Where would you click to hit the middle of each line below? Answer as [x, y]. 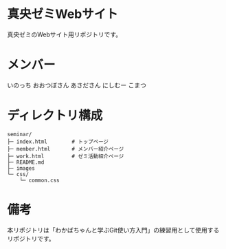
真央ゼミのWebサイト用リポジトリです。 [65, 34]
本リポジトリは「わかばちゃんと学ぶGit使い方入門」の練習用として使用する [113, 230]
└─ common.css [39, 180]
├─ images [21, 168]
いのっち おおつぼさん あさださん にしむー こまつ [77, 85]
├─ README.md [26, 162]
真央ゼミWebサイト [63, 14]
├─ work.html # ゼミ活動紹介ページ [66, 156]
